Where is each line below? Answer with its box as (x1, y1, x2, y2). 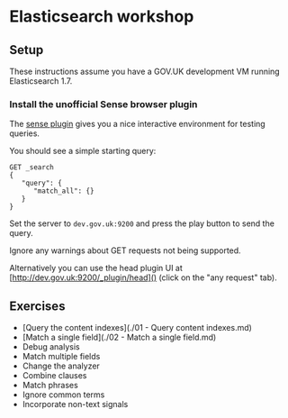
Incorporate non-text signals (22, 399, 129, 410)
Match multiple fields (22, 351, 101, 362)
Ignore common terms (22, 389, 105, 400)
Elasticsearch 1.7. (9, 76, 73, 86)
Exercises (9, 298, 66, 313)
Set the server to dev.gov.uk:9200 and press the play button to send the (9, 218, 274, 229)
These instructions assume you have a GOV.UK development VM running (9, 66, 281, 77)
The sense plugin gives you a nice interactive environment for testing (9, 119, 265, 130)
